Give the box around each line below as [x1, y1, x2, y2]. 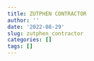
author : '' [7, 17, 40, 24]
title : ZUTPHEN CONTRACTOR [7, 10, 87, 18]
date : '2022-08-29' [7, 23, 65, 30]
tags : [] [7, 43, 33, 50]
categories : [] [7, 36, 52, 43]
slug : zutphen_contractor [7, 29, 83, 37]
